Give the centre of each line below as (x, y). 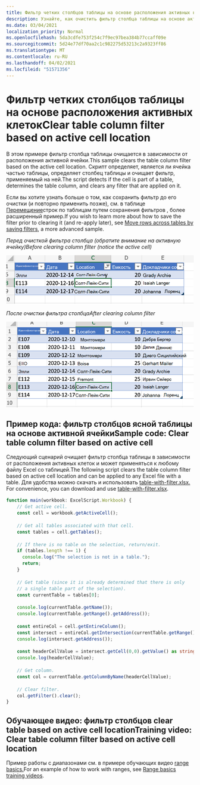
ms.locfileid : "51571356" (38, 69)
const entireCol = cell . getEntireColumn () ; (72, 626)
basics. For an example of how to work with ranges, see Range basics (91, 769)
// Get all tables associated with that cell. (76, 525)
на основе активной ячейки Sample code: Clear (98, 434)
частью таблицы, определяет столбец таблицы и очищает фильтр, (91, 173)
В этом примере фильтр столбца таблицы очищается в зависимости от (97, 154)
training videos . (25, 775)
